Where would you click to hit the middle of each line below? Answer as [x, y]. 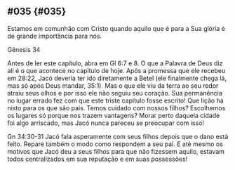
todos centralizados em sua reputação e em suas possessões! [98, 159]
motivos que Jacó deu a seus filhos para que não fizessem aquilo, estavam [116, 151]
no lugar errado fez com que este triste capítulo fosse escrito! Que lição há [116, 100]
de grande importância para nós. [55, 36]
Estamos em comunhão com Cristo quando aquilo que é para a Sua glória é [116, 28]
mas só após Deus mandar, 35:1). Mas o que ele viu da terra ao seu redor [113, 85]
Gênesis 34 [24, 49]
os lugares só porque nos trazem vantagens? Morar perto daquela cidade [114, 115]
